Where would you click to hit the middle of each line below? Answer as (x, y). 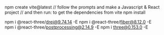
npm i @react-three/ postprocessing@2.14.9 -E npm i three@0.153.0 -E (76, 27)
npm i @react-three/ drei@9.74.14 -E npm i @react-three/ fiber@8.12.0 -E (78, 22)
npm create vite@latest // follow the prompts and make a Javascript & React (82, 7)
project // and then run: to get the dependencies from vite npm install (75, 12)
